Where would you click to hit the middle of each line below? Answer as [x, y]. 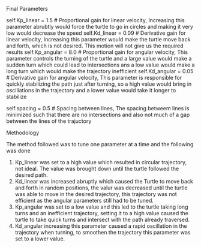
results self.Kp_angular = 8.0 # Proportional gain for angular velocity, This [97, 52]
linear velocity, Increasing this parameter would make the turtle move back [98, 39]
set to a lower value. [40, 239]
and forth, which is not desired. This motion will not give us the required [95, 46]
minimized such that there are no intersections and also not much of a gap [98, 115]
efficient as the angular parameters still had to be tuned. [84, 201]
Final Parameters [27, 9]
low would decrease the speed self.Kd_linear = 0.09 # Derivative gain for [96, 33]
